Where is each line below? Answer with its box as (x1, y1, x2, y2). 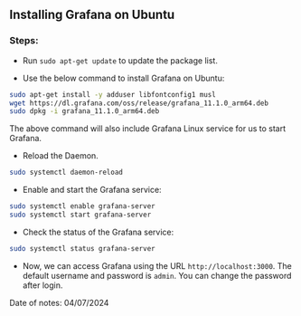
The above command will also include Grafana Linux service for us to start (9, 123, 287, 134)
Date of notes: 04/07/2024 (9, 297, 109, 308)
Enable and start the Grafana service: (22, 185, 162, 196)
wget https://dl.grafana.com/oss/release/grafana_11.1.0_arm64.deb (9, 99, 269, 108)
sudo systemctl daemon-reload (9, 168, 124, 177)
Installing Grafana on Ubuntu (9, 7, 175, 23)
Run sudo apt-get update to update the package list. (22, 54, 219, 66)
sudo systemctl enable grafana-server (9, 202, 155, 211)
